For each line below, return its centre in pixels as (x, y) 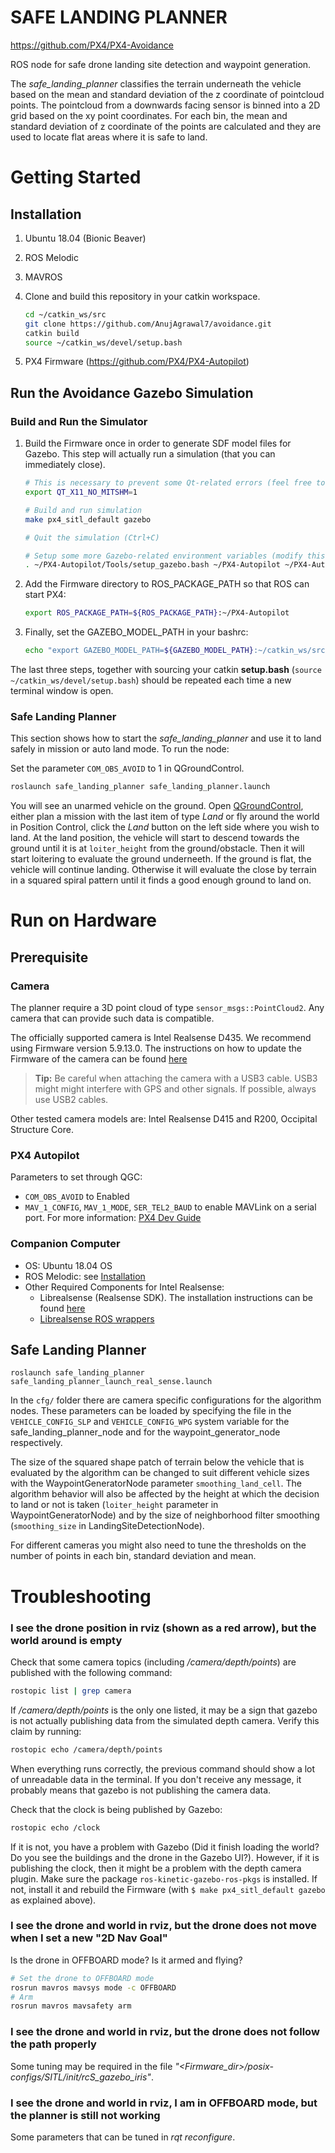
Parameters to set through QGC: (76, 1177)
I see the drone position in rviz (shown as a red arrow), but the (163, 1628)
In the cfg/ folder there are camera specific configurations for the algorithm (166, 1400)
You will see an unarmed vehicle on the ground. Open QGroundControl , (157, 806)
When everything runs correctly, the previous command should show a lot (163, 1768)
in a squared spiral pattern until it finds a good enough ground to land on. (161, 880)
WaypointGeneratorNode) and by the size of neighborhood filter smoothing (165, 1515)
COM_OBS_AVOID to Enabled (77, 1197)
